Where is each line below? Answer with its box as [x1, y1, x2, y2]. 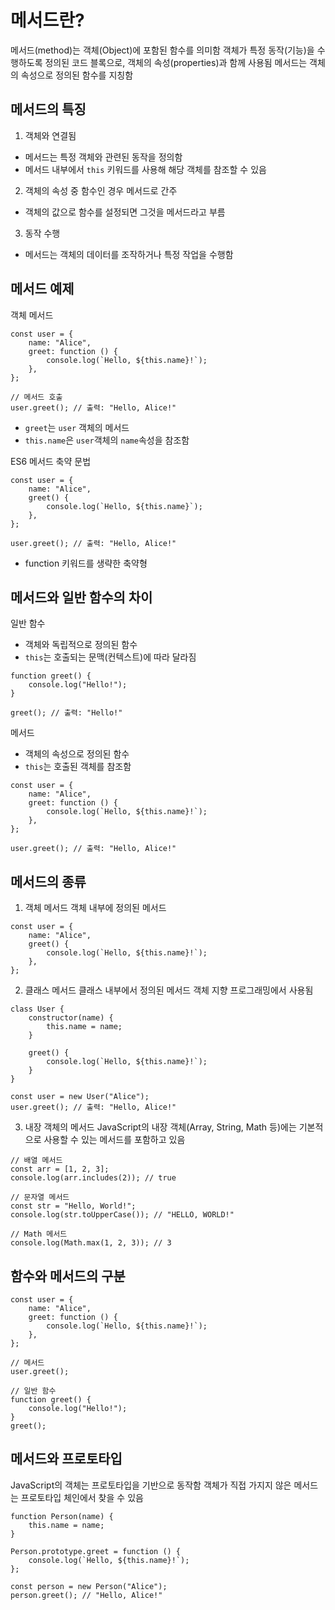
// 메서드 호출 [10, 392, 63, 402]
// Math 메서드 [10, 1229, 68, 1240]
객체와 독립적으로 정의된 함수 [24, 639, 138, 651]
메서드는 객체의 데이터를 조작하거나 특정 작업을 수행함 [24, 248, 234, 260]
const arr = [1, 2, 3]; [10, 1164, 110, 1175]
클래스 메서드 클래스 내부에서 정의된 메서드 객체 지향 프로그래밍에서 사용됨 [24, 984, 314, 996]
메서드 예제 [10, 281, 75, 298]
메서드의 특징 [10, 101, 87, 118]
